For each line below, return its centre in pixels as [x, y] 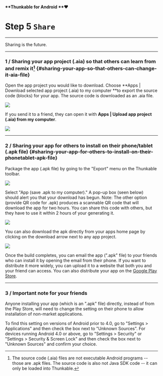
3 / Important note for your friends [46, 293]
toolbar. [13, 174]
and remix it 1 [20, 68]
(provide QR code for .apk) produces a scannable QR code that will [72, 202]
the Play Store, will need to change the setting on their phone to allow [74, 308]
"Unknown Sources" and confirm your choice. [51, 344]
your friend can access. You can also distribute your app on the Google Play [81, 270]
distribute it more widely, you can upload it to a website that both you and [78, 266]
